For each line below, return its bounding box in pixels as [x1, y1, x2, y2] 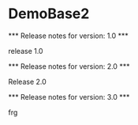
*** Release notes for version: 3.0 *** [8, 92, 130, 101]
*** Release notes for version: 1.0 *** [8, 31, 129, 40]
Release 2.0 [8, 77, 47, 86]
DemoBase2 [8, 5, 90, 23]
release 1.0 [8, 46, 43, 55]
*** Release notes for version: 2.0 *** [8, 61, 130, 71]
